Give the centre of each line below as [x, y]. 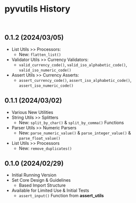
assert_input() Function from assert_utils [61, 196]
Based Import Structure [42, 186]
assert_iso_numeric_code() [46, 86]
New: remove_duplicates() [45, 148]
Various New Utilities [32, 112]
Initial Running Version [34, 175]
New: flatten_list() [40, 54]
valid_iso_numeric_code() [45, 70]
